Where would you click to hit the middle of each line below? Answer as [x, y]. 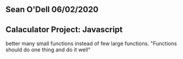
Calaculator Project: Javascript [64, 29]
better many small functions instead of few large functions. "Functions [91, 44]
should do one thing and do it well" [48, 50]
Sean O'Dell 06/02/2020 [52, 10]
